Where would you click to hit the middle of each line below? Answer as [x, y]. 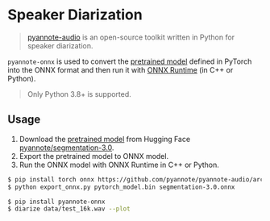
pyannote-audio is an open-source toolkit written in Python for [131, 37]
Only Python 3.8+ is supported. [79, 94]
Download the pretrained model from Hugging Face [105, 139]
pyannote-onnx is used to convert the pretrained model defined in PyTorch [130, 61]
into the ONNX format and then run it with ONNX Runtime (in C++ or [120, 69]
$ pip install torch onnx [51, 179]
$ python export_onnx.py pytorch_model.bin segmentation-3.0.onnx [121, 187]
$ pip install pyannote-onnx [56, 202]
